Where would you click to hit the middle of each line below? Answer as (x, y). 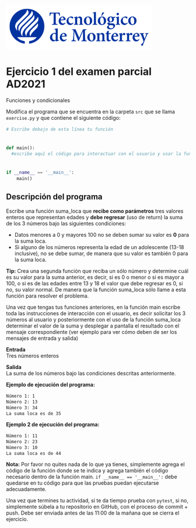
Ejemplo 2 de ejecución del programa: (53, 424)
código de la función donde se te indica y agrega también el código (87, 470)
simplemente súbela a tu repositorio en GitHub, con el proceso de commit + (97, 506)
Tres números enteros (33, 356)
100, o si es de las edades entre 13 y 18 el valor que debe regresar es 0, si (94, 283)
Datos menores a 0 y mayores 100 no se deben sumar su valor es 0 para (102, 234)
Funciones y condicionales (38, 100)
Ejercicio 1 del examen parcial (79, 72)
